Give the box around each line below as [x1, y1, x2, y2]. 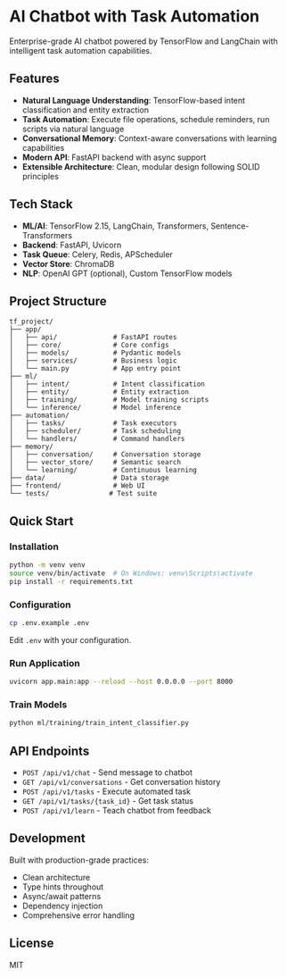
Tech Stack [9, 196, 73, 212]
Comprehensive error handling [21, 909, 135, 921]
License [9, 936, 54, 951]
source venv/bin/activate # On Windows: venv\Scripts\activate [9, 569, 253, 578]
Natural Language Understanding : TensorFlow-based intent [21, 95, 246, 105]
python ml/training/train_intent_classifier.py [9, 719, 190, 728]
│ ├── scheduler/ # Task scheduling [9, 427, 181, 436]
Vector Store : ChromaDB [21, 258, 115, 269]
